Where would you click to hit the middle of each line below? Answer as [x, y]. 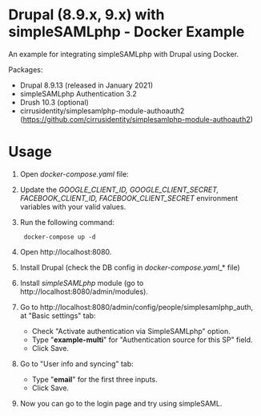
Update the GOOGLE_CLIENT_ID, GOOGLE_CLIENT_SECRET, [119, 190]
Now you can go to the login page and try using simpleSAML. [121, 403]
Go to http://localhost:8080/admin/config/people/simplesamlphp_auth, [137, 307]
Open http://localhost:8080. [66, 251]
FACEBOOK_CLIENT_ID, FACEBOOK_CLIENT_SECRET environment [129, 198]
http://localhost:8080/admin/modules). [84, 292]
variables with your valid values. [73, 206]
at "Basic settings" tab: [58, 316]
